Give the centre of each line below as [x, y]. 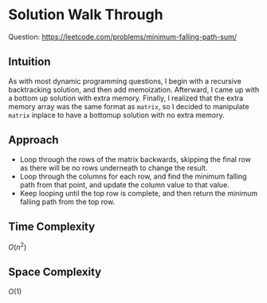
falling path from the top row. [67, 202]
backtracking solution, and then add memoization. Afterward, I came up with [134, 89]
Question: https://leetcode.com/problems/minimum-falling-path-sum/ [123, 37]
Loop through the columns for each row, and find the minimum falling [133, 176]
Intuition [29, 62]
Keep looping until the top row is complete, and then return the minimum [138, 193]
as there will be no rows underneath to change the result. [114, 167]
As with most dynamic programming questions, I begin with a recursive [125, 81]
